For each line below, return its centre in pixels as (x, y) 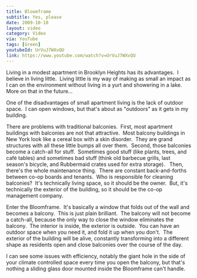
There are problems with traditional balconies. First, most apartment (89, 126)
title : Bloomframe (29, 12)
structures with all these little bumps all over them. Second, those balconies (99, 145)
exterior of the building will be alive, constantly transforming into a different (98, 238)
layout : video (24, 28)
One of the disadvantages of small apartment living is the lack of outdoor (95, 102)
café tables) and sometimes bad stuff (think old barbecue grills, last (88, 158)
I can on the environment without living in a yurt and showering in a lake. (94, 85)
